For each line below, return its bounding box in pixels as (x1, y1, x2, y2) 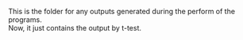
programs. (8, 15, 42, 24)
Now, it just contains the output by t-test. (8, 24, 141, 32)
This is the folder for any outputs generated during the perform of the (8, 7, 236, 16)
